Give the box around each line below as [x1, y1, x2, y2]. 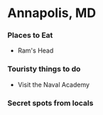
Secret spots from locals [7, 98, 94, 108]
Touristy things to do [7, 64, 81, 74]
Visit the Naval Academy [17, 80, 90, 89]
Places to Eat [7, 31, 53, 40]
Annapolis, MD [7, 5, 97, 21]
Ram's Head [17, 46, 54, 55]
